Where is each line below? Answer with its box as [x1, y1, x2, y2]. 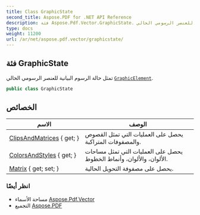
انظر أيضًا [6, 182, 30, 191]
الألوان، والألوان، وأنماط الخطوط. [85, 154, 168, 163]
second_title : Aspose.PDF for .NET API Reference [6, 14, 132, 20]
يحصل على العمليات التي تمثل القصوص [85, 130, 183, 138]
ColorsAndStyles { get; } [9, 151, 77, 159]
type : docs [6, 25, 33, 32]
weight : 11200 [6, 31, 42, 37]
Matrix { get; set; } [9, 164, 60, 173]
